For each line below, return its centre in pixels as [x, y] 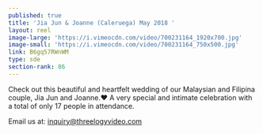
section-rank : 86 [37, 67]
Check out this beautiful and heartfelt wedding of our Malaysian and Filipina [132, 89]
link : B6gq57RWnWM [38, 52]
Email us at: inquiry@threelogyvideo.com [75, 121]
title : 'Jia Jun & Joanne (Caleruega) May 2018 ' [92, 23]
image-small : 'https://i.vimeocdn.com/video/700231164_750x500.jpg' [124, 45]
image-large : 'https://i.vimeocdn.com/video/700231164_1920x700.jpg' [126, 37]
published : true [35, 15]
